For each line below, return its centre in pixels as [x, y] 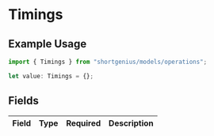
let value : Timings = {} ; [51, 76]
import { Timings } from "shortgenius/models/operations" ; [108, 62]
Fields [24, 101]
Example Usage [48, 44]
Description [131, 123]
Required [84, 123]
